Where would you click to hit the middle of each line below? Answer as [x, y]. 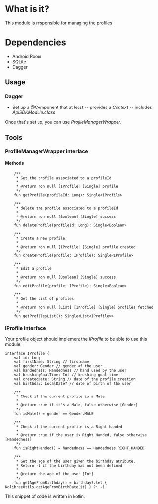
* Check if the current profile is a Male [60, 396]
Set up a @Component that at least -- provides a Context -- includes [82, 107]
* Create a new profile [40, 238]
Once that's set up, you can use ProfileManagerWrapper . [63, 122]
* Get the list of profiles [45, 299]
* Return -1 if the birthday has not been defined [69, 466]
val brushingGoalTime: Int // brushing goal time [66, 375]
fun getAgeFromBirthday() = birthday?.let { [60, 483]
